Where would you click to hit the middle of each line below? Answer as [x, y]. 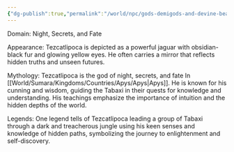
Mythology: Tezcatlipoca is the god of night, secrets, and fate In [99, 75]
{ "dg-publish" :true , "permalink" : [56, 14]
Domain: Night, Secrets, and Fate [55, 33]
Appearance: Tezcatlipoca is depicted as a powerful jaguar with [99, 47]
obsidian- [205, 47]
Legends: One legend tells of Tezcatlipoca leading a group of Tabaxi [105, 119]
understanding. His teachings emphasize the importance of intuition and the [116, 98]
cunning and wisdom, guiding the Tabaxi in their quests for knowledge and [114, 90]
